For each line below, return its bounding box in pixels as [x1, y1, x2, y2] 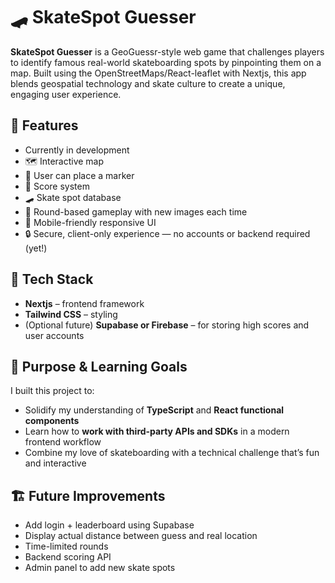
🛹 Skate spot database [24, 191, 122, 203]
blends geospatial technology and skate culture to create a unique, [10, 77, 286, 89]
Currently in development [24, 144, 130, 156]
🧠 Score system [24, 180, 90, 192]
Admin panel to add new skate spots [24, 562, 176, 574]
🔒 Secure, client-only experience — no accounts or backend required [24, 227, 311, 239]
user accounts [24, 329, 85, 341]
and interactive [24, 457, 87, 469]
